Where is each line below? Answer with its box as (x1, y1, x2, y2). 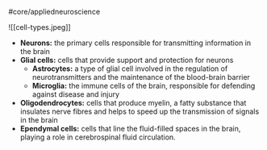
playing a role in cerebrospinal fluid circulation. (19, 132, 176, 142)
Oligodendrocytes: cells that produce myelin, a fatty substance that (19, 98, 247, 107)
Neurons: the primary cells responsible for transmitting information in (19, 38, 252, 48)
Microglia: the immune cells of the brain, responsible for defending (31, 81, 256, 90)
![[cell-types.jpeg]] (8, 23, 71, 31)
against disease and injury (31, 90, 119, 99)
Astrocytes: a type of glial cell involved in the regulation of (31, 64, 228, 73)
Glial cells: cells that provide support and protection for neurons (19, 56, 234, 65)
